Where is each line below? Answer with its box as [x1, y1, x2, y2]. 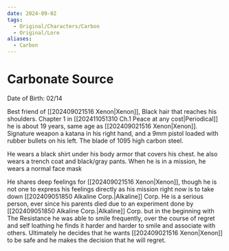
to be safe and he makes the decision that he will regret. [7, 236, 166, 244]
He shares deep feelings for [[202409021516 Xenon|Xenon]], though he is [7, 178, 217, 186]
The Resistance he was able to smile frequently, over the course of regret [7, 214, 215, 222]
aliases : [7, 36, 32, 43]
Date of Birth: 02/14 [7, 94, 63, 102]
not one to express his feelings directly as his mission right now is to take [7, 184, 215, 193]
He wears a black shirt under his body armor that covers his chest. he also [7, 150, 218, 158]
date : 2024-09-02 [7, 10, 57, 17]
